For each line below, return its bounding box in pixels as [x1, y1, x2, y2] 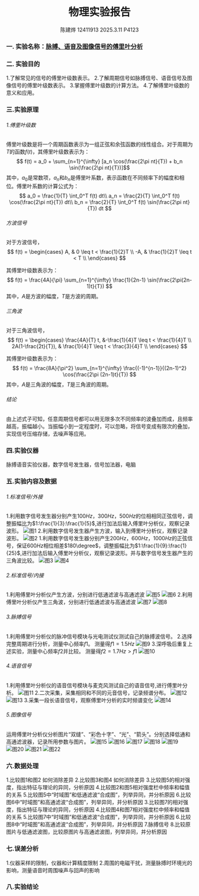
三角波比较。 [6, 557, 37, 564]
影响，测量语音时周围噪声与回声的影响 [6, 866, 99, 873]
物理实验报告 [68, 5, 131, 19]
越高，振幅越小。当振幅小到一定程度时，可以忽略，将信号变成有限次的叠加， [6, 422, 193, 430]
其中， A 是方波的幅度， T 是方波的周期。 [6, 293, 102, 300]
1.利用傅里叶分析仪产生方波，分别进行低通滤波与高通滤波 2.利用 [6, 591, 193, 598]
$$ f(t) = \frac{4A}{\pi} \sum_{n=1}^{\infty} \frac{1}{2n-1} [7, 276, 146, 283]
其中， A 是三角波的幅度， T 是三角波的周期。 [6, 381, 112, 388]
